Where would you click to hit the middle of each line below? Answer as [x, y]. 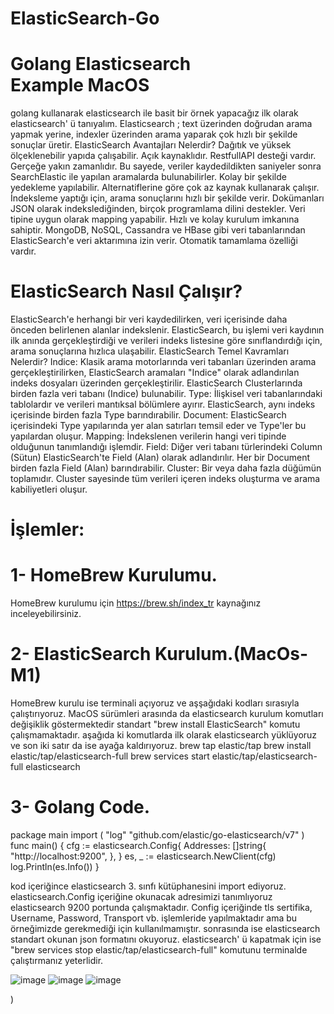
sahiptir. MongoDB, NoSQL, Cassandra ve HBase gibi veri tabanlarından [158, 230]
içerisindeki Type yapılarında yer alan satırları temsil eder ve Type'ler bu [158, 426]
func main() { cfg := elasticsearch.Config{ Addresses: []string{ [138, 846]
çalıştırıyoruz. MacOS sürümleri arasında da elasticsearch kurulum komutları [167, 714]
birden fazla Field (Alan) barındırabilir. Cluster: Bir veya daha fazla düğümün [166, 468]
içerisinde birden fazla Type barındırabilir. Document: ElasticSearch [148, 415]
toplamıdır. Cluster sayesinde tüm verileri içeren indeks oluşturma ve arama [165, 479]
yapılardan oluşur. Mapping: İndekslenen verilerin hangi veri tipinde [148, 436]
